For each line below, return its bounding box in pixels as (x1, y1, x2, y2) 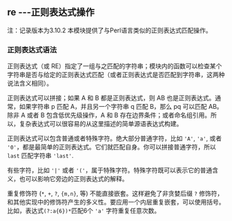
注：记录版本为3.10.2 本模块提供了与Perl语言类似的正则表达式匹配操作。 (7, 26, 212, 34)
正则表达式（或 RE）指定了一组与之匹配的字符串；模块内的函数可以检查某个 (7, 62, 222, 70)
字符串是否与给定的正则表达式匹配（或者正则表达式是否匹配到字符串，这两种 (7, 71, 225, 79)
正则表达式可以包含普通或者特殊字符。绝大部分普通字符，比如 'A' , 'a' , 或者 (7, 134, 222, 143)
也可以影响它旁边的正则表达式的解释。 (19, 175, 128, 183)
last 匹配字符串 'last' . (7, 151, 74, 160)
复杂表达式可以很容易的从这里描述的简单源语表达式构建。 (19, 120, 183, 128)
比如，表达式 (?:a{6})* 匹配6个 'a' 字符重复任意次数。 (7, 207, 161, 215)
